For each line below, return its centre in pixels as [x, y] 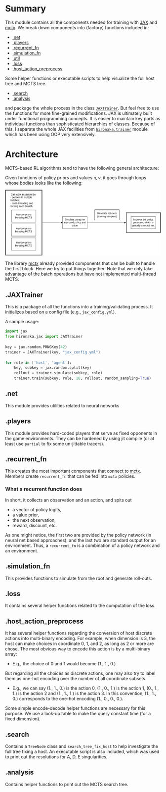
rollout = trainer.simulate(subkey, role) [58, 373]
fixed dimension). [23, 719]
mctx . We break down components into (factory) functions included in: [77, 27]
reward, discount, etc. [35, 525]
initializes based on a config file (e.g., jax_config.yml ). [61, 312]
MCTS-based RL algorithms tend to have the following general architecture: [82, 168]
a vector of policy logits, [37, 509]
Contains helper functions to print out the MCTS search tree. [67, 784]
